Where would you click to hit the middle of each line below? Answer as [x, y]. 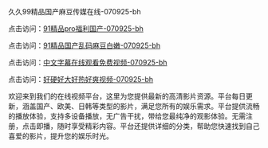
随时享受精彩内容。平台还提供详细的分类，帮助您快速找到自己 [158, 126]
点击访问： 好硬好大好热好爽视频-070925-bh [81, 79]
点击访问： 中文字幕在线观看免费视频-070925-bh [88, 62]
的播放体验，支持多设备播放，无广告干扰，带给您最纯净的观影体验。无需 [127, 116]
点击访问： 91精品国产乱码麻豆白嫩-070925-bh [85, 45]
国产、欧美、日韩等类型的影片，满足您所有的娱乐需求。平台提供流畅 [148, 106]
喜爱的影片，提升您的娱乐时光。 [61, 136]
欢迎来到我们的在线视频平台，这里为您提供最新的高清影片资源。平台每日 [127, 96]
